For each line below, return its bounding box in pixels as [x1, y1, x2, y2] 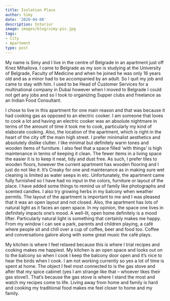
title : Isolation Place [5, 7, 56, 13]
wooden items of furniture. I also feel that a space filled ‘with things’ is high [5, 145, 162, 151]
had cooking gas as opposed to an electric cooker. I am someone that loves [5, 113, 163, 119]
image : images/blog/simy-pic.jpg [5, 26, 76, 32]
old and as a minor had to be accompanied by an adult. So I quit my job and [5, 75, 163, 81]
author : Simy [5, 12, 33, 17]
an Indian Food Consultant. [5, 97, 62, 103]
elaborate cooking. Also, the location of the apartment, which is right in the [5, 128, 161, 135]
